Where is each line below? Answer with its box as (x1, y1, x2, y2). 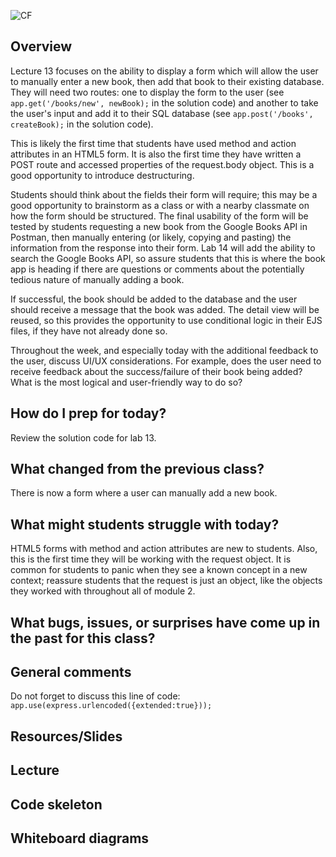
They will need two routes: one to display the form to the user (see (10, 86, 285, 98)
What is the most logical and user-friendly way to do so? (10, 376, 243, 388)
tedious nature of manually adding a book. (10, 273, 185, 285)
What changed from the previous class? (10, 461, 265, 478)
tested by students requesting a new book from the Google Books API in (10, 220, 308, 232)
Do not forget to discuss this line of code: (10, 690, 181, 702)
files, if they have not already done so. (10, 325, 168, 337)
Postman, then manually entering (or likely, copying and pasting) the (10, 231, 292, 243)
